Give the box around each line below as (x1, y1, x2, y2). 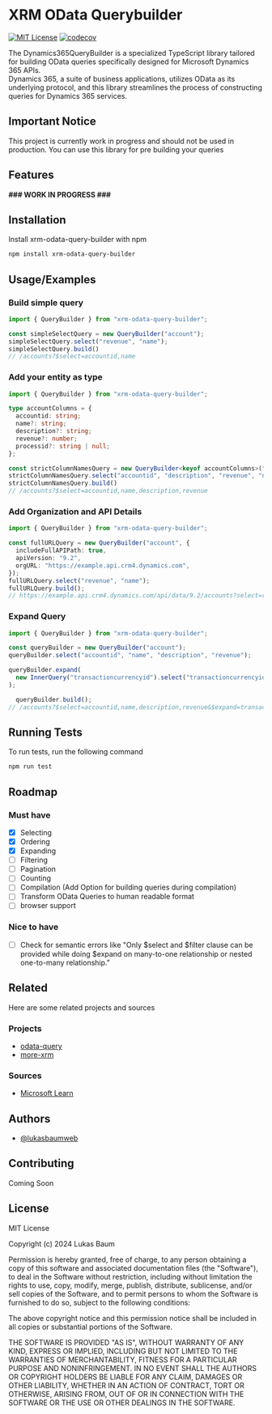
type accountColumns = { (8, 405, 92, 413)
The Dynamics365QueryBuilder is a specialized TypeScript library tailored (8, 48, 255, 57)
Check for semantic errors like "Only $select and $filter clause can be (19, 940, 253, 949)
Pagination (19, 864, 57, 874)
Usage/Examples (8, 273, 96, 287)
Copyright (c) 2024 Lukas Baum (8, 1238, 116, 1248)
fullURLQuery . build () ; (8, 584, 85, 592)
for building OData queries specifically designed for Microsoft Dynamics (8, 57, 249, 66)
